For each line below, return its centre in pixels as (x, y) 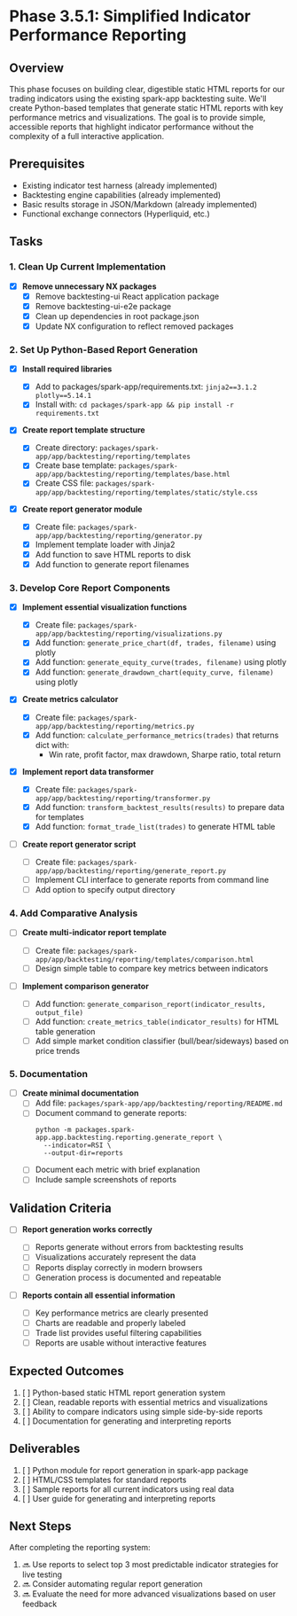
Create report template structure (83, 430)
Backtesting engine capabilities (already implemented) (121, 195)
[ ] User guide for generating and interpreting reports (118, 1498)
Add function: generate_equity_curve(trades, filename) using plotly (160, 662)
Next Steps (40, 1526)
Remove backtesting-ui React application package (127, 296)
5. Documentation (49, 1073)
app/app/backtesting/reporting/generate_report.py (131, 871)
